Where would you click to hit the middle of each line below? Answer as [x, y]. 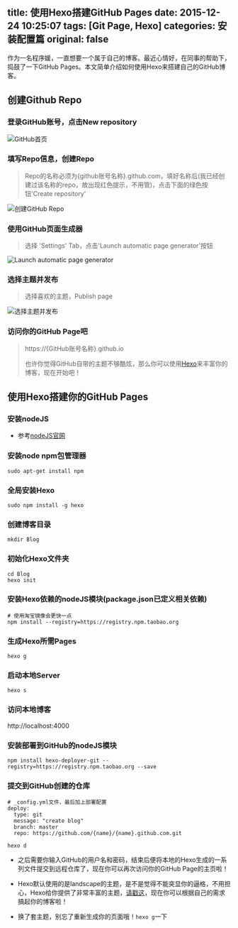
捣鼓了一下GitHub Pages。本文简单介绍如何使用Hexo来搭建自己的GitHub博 [117, 67]
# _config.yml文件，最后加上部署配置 [57, 802]
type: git [28, 815]
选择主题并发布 [33, 280]
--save [147, 767]
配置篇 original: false [63, 39]
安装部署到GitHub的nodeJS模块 [62, 746]
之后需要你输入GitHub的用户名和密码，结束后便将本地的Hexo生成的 [116, 860]
